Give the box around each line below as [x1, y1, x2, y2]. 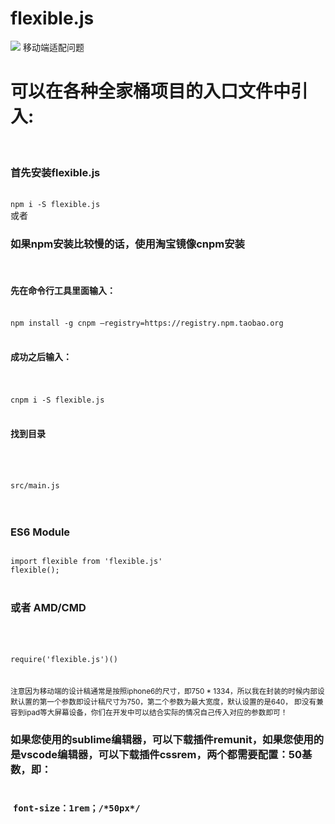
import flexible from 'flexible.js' [10, 557, 163, 567]
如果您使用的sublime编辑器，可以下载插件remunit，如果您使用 [10, 732, 314, 746]
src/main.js [10, 481, 60, 491]
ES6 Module [10, 525, 71, 539]
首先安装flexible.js [10, 165, 101, 179]
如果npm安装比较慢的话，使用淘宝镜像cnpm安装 [10, 237, 245, 251]
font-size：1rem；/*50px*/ [12, 802, 141, 814]
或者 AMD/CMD [10, 601, 87, 615]
